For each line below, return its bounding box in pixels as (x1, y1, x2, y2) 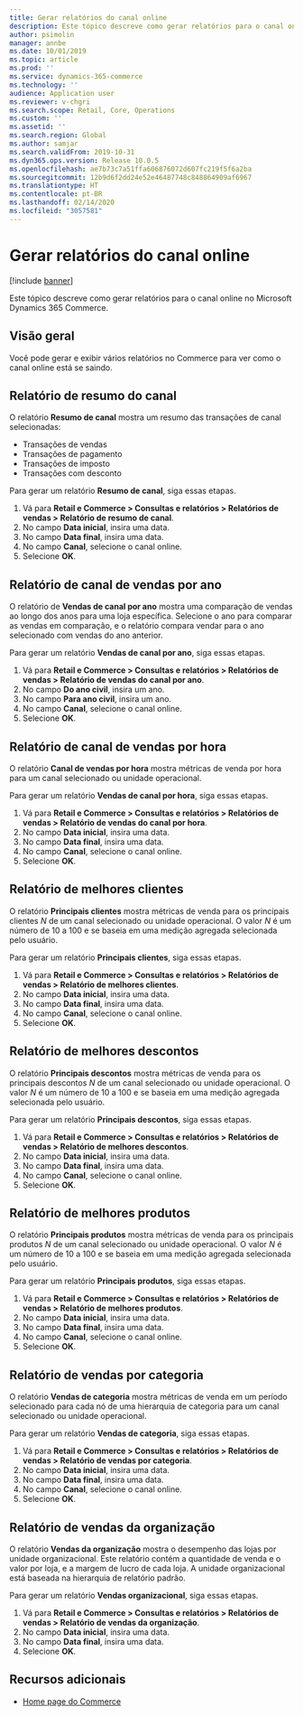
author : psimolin (9, 30, 75, 39)
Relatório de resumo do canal (9, 387, 178, 403)
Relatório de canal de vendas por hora (9, 739, 227, 754)
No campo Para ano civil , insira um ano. (22, 694, 172, 704)
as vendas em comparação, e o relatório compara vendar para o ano (9, 620, 264, 631)
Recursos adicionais (9, 1672, 126, 1687)
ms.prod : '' (9, 64, 54, 73)
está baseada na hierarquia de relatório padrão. (9, 1572, 187, 1583)
